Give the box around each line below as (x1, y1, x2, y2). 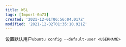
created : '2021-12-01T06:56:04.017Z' (5, 17, 85, 22)
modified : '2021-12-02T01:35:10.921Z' (5, 21, 87, 27)
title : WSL (5, 7, 28, 13)
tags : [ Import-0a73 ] (5, 12, 49, 17)
